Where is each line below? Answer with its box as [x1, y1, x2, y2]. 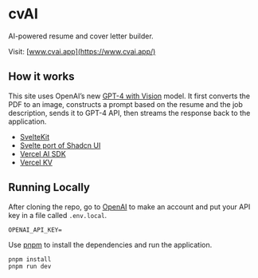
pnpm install [8, 255, 52, 264]
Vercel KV [19, 157, 53, 167]
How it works [8, 69, 75, 84]
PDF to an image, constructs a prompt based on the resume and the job [8, 99, 243, 109]
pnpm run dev [8, 263, 52, 271]
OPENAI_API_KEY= [8, 225, 62, 234]
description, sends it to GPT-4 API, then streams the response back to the [8, 108, 251, 117]
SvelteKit [19, 132, 50, 141]
